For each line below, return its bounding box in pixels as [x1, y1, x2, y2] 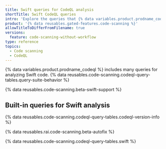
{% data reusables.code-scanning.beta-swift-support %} [5, 87, 122, 93]
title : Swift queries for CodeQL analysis [5, 7, 94, 12]
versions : [5, 30, 26, 35]
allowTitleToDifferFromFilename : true [5, 26, 85, 31]
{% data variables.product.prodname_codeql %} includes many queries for [5, 67, 158, 73]
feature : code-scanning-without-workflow [9, 35, 96, 40]
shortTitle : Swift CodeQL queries [5, 12, 77, 17]
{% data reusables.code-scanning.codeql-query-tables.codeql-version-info [5, 114, 160, 120]
